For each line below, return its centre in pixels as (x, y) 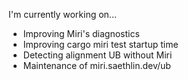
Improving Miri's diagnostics (81, 33)
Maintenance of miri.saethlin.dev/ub (96, 65)
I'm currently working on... (62, 14)
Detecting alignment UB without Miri (97, 55)
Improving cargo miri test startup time (100, 44)
